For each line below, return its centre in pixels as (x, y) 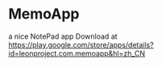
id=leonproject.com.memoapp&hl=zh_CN (77, 53)
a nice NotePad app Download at (63, 36)
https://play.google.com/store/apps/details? (81, 44)
